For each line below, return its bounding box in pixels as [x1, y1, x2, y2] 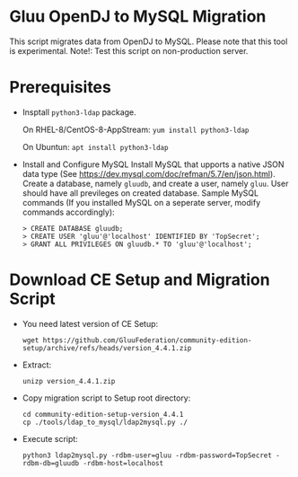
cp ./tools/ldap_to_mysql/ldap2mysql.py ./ [22, 418, 188, 427]
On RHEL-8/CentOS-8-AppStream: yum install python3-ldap [22, 124, 250, 135]
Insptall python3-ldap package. [22, 106, 136, 118]
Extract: [22, 359, 52, 370]
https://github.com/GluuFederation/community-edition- [42, 335, 252, 345]
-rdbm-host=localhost [83, 458, 164, 468]
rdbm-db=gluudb [22, 458, 80, 468]
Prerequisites [9, 77, 112, 98]
